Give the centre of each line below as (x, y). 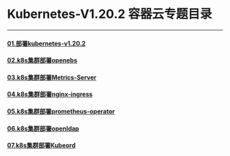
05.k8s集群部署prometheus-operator (61, 111)
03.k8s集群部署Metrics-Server (52, 77)
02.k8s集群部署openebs (42, 60)
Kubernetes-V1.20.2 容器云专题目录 (110, 14)
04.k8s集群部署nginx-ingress (50, 94)
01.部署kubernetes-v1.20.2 (47, 43)
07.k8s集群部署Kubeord (41, 146)
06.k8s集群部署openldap (43, 129)
